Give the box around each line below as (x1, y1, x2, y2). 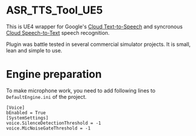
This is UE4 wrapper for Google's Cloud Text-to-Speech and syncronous (6, 23, 183, 30)
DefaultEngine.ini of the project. (6, 93, 87, 100)
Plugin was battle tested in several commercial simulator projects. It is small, (6, 41, 191, 48)
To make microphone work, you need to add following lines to (6, 87, 156, 94)
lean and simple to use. (6, 47, 63, 54)
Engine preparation (6, 68, 102, 81)
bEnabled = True (6, 110, 46, 115)
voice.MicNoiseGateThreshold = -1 (6, 125, 91, 131)
